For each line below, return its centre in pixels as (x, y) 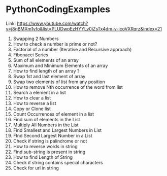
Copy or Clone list (32, 109)
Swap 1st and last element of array (49, 76)
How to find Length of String (43, 157)
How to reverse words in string (45, 146)
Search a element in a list (40, 92)
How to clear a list (32, 98)
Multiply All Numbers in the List (46, 125)
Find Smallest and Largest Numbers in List (57, 130)
